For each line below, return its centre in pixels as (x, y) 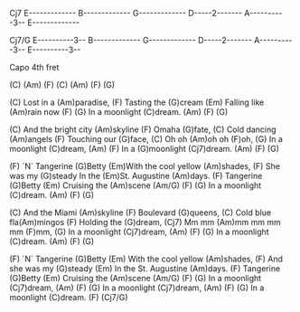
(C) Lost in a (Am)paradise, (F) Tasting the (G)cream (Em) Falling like (137, 102)
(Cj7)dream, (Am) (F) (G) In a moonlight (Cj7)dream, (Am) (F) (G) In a (137, 288)
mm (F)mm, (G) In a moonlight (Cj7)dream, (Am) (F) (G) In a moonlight (139, 232)
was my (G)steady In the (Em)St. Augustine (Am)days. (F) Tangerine (136, 176)
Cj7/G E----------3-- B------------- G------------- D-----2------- (131, 40)
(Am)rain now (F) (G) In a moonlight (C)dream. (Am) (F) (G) (119, 112)
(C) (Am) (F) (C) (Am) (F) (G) (62, 85)
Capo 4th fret (34, 67)
